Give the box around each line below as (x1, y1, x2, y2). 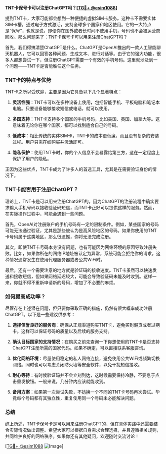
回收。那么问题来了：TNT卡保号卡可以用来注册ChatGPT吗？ (5, 34, 127, 40)
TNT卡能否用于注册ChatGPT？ (5, 186, 79, 193)
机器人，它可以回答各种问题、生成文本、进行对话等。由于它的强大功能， (9, 51, 157, 57)
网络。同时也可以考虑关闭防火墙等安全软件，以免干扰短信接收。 (12, 361, 142, 367)
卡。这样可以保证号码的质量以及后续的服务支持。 (12, 328, 112, 334)
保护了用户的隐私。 (12, 156, 52, 162)
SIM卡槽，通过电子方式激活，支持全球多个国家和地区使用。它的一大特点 (5, 22, 152, 27)
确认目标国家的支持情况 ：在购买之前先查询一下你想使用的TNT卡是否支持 (12, 339, 160, 344)
